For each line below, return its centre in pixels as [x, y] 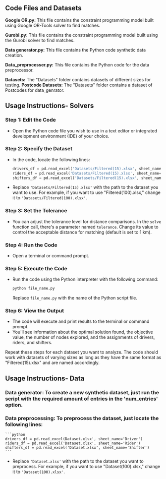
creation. [14, 55]
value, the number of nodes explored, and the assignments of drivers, [83, 337]
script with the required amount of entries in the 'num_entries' [82, 399]
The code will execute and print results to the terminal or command [81, 321]
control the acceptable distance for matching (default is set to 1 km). [82, 232]
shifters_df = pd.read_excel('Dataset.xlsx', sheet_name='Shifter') [77, 448]
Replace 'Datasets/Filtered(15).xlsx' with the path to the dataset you [85, 187]
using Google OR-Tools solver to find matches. [53, 25]
